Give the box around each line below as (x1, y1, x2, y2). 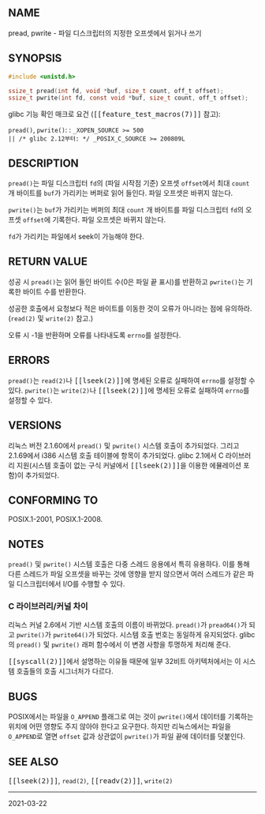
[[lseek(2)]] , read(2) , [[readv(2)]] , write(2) (8, 776, 174, 786)
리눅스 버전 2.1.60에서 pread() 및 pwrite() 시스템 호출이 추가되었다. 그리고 (8, 441, 240, 450)
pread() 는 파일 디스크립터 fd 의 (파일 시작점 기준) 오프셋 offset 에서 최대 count (8, 178, 250, 188)
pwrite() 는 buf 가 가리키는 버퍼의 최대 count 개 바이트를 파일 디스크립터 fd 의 (8, 205, 244, 215)
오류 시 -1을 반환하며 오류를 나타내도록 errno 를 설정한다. (8, 330, 181, 339)
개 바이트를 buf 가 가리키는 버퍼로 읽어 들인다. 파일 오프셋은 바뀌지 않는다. (8, 189, 233, 198)
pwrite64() (52, 632, 89, 640)
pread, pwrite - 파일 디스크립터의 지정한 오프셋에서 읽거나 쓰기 (8, 28, 202, 38)
